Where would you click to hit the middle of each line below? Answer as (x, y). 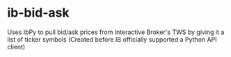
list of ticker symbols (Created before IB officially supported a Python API (112, 39)
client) (16, 47)
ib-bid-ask (38, 13)
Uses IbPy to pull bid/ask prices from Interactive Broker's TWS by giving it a (116, 32)
